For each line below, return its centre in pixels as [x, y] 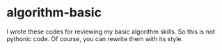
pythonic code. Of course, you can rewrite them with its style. [95, 38]
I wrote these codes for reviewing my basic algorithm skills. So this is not [111, 32]
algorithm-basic [54, 13]
